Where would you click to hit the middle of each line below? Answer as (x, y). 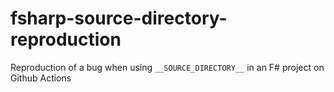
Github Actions (41, 78)
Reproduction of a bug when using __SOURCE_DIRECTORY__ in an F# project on (167, 67)
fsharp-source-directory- (119, 18)
